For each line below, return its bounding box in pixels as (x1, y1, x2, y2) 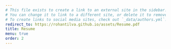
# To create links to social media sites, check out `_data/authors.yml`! (5, 17, 167, 22)
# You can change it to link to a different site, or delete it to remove (5, 12, 167, 17)
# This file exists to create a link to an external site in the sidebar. (5, 7, 167, 13)
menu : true (5, 31, 28, 36)
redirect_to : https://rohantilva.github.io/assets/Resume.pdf (5, 21, 140, 27)
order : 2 (5, 36, 24, 41)
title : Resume (5, 27, 36, 32)
